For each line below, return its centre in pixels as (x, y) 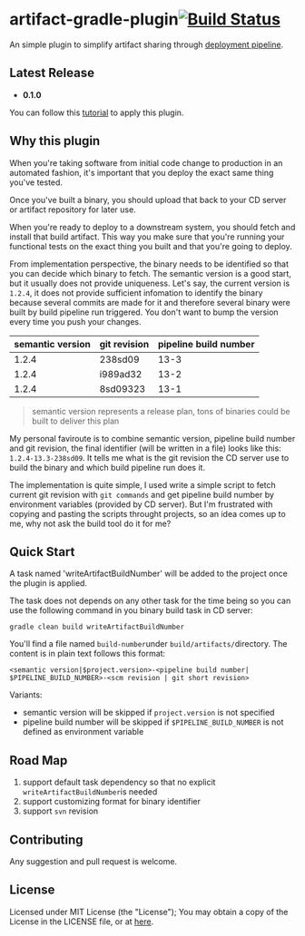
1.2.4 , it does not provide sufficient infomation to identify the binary (136, 292)
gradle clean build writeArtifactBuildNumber (97, 627)
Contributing (46, 839)
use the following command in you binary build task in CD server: (131, 610)
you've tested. (36, 182)
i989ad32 (121, 374)
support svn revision (60, 811)
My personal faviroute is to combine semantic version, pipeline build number (152, 438)
